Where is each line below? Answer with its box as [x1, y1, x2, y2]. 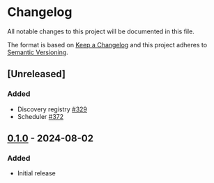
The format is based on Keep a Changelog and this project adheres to [7, 40, 208, 49]
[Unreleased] [7, 68, 66, 80]
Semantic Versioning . [7, 48, 68, 56]
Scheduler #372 [17, 112, 64, 120]
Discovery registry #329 [17, 105, 88, 113]
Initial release [17, 169, 56, 177]
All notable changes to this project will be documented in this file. [7, 27, 195, 35]
